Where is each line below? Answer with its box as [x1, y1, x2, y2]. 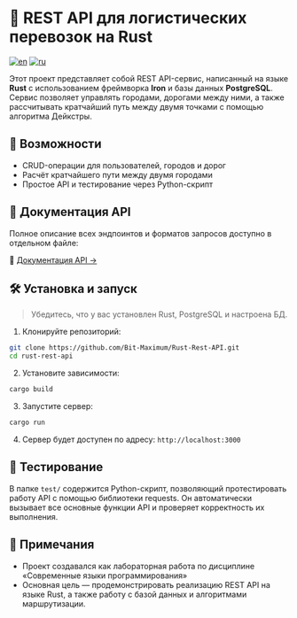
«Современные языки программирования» [21, 570, 188, 581]
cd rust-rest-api [9, 351, 74, 361]
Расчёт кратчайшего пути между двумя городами [21, 169, 213, 180]
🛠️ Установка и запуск [9, 281, 137, 296]
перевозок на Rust [9, 27, 153, 47]
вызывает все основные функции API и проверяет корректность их [9, 502, 265, 513]
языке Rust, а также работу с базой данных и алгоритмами [21, 589, 247, 599]
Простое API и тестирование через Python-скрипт [21, 179, 214, 189]
